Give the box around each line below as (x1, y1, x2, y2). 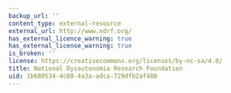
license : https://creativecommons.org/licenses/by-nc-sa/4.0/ (8, 57, 223, 66)
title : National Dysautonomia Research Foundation (8, 65, 183, 73)
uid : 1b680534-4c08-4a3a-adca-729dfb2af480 (8, 72, 158, 80)
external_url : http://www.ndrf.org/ (8, 27, 132, 35)
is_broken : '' (8, 49, 57, 57)
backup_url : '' (8, 11, 60, 20)
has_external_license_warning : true (8, 42, 132, 50)
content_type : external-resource (8, 19, 122, 27)
